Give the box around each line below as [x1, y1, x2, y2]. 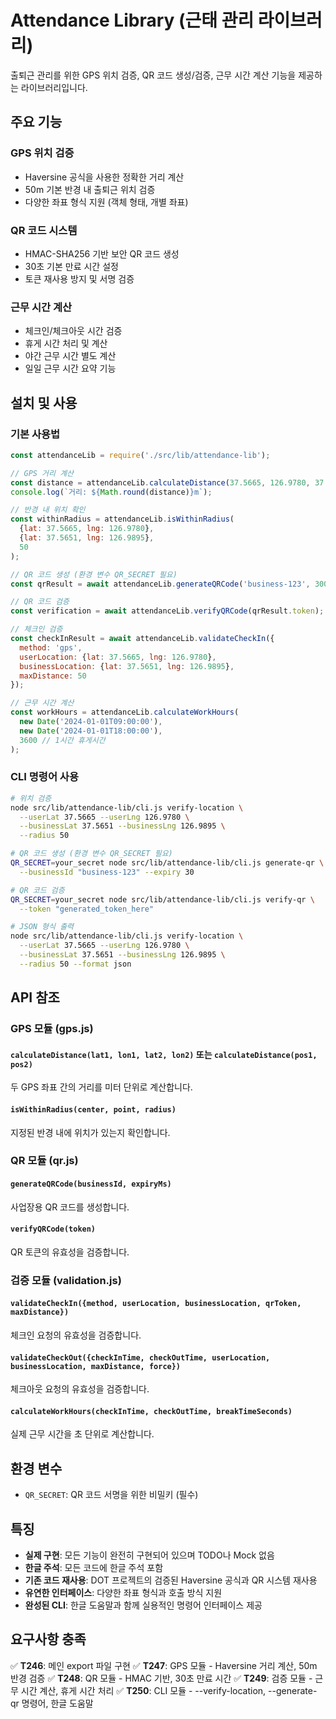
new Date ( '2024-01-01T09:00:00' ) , [19, 717, 163, 727]
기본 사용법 [10, 427, 61, 441]
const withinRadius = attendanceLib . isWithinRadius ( [10, 514, 235, 525]
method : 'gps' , [19, 642, 83, 653]
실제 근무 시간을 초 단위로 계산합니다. [10, 1428, 155, 1440]
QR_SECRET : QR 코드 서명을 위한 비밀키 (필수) [24, 1489, 199, 1501]
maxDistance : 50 [19, 671, 87, 681]
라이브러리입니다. [20, 81, 88, 93]
